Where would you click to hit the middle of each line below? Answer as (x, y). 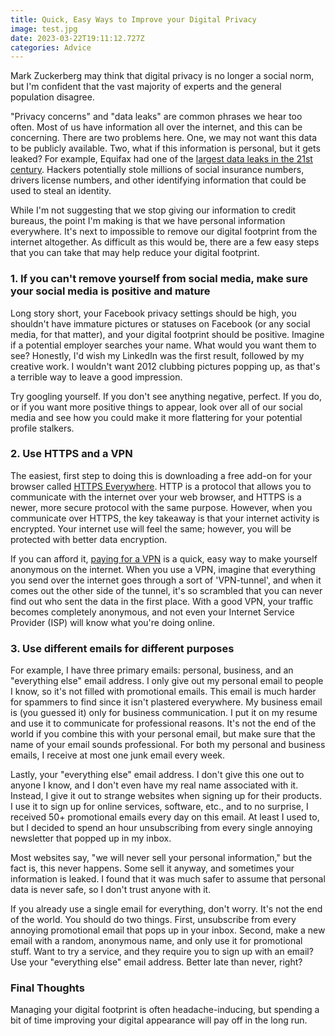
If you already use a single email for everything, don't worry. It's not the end (166, 909)
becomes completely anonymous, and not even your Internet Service (152, 612)
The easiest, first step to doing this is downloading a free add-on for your (161, 475)
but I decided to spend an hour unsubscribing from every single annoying (161, 828)
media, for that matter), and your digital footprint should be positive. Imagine (167, 334)
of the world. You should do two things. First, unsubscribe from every (153, 920)
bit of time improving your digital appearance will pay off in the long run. (159, 1020)
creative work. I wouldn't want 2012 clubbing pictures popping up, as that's (165, 366)
